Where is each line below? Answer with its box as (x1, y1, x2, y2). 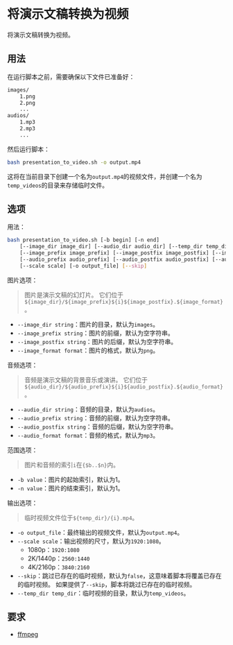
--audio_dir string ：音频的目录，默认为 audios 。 (17, 405, 159, 413)
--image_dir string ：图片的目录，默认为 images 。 (17, 320, 159, 328)
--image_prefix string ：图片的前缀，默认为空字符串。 (17, 329, 175, 337)
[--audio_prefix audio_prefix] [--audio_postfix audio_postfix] (19, 256, 209, 264)
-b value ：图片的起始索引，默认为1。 (17, 475, 124, 483)
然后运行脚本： (7, 145, 50, 153)
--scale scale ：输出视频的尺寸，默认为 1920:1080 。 (17, 537, 165, 545)
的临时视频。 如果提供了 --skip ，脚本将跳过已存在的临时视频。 (17, 580, 196, 588)
